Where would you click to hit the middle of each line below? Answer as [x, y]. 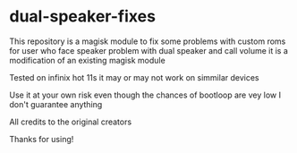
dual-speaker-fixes [83, 17]
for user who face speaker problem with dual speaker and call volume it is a [149, 50]
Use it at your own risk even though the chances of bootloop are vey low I [145, 95]
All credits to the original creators [71, 122]
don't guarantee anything [56, 104]
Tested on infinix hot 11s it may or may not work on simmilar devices [134, 77]
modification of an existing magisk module [87, 60]
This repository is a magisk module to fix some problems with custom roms [148, 41]
